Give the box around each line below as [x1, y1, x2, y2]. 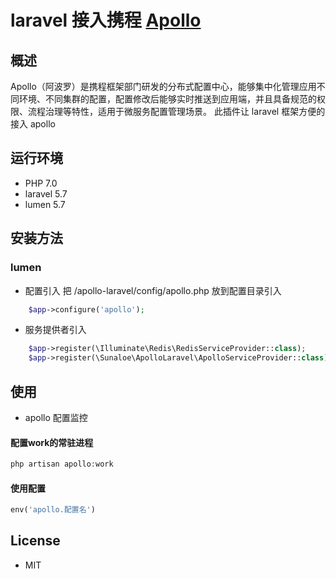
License [10, 532, 61, 550]
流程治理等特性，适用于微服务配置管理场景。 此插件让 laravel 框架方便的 [27, 106, 326, 117]
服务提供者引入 [24, 324, 87, 336]
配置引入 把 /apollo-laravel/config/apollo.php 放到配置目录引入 [24, 284, 282, 296]
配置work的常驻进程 [10, 436, 94, 448]
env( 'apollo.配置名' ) [10, 505, 96, 515]
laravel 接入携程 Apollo [10, 9, 202, 32]
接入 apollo [10, 118, 56, 130]
